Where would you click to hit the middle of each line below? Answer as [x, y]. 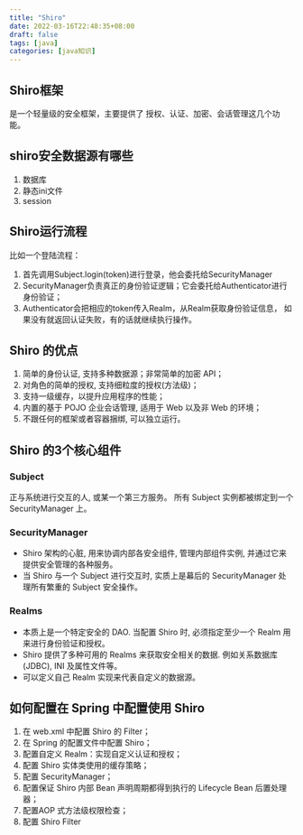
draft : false [34, 34]
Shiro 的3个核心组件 [65, 450]
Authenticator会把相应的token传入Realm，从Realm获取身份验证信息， [152, 308]
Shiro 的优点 [44, 350]
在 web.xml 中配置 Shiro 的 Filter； [86, 731]
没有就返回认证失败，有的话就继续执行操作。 [113, 319]
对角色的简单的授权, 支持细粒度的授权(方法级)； [110, 385]
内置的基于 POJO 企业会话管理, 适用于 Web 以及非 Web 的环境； [142, 408]
